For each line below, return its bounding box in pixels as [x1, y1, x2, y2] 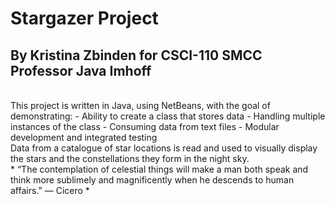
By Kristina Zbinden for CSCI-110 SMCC [10, 47, 263, 64]
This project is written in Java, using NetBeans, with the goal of [10, 100, 271, 111]
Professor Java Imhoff [10, 62, 152, 79]
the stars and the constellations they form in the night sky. [10, 153, 250, 164]
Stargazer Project [10, 7, 159, 30]
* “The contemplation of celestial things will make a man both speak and [10, 163, 309, 175]
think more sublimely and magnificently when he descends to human [10, 174, 295, 186]
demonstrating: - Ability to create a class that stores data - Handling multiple [10, 110, 326, 122]
